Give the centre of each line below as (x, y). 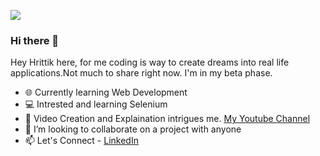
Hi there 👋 (35, 40)
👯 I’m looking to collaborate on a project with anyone (133, 129)
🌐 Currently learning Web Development (106, 92)
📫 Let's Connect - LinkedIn (81, 141)
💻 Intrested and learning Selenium (96, 104)
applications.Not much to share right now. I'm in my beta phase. (141, 73)
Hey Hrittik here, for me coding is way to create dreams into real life (150, 62)
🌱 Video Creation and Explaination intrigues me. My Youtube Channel (167, 119)
